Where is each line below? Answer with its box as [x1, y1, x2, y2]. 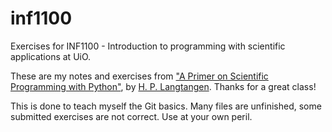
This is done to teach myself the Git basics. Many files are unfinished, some [10, 100, 322, 112]
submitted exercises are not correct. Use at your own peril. [10, 110, 253, 122]
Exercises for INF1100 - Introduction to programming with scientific [10, 40, 286, 52]
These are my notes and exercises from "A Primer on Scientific [10, 70, 269, 82]
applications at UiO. [10, 50, 92, 62]
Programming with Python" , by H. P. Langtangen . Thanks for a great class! [10, 80, 317, 92]
